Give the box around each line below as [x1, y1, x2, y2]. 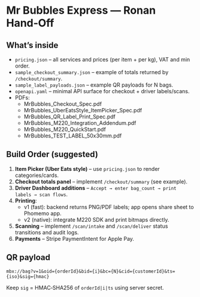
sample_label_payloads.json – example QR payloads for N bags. [14, 81, 174, 88]
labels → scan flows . [14, 191, 68, 198]
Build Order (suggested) [6, 149, 99, 160]
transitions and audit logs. [14, 228, 79, 236]
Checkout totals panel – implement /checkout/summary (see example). [14, 177, 187, 185]
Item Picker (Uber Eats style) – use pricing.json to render [14, 165, 160, 172]
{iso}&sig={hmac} [6, 273, 50, 280]
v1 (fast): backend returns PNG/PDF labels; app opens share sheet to [23, 203, 194, 210]
